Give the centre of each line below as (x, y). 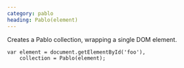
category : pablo (30, 13)
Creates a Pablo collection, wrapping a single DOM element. (92, 39)
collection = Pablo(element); (63, 58)
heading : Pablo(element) (43, 20)
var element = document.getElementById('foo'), (77, 52)
